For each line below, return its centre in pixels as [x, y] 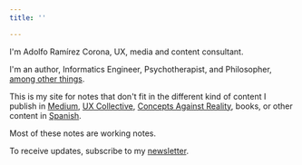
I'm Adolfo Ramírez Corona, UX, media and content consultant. [127, 52]
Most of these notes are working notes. [83, 133]
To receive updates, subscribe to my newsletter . [99, 150]
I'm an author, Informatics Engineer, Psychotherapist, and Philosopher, [141, 69]
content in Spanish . [45, 115]
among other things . [47, 79]
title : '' [28, 18]
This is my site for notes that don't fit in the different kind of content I [138, 96]
